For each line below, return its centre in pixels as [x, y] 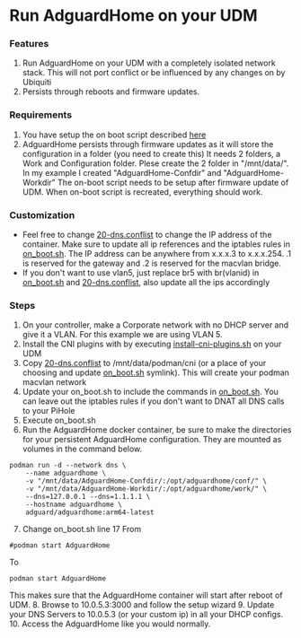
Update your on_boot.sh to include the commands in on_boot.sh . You [150, 392]
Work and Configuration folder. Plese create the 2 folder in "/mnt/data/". [155, 163]
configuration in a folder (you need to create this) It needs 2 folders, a [151, 153]
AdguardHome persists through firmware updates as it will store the [148, 144]
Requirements [41, 115]
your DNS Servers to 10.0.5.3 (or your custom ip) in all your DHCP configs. [146, 615]
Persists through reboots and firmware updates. [111, 92]
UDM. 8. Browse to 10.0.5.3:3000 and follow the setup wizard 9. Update [142, 605]
